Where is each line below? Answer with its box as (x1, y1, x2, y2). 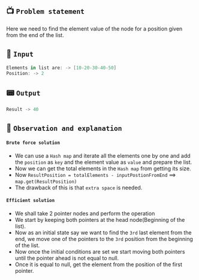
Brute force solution (6, 140, 61, 146)
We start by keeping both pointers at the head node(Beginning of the (14, 216, 185, 223)
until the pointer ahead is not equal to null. (14, 254, 119, 261)
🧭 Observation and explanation (6, 123, 122, 133)
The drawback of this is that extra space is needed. (14, 183, 143, 191)
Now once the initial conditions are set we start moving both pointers (14, 248, 185, 255)
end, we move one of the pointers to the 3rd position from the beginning (14, 235, 193, 242)
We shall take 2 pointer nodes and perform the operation (14, 210, 155, 217)
